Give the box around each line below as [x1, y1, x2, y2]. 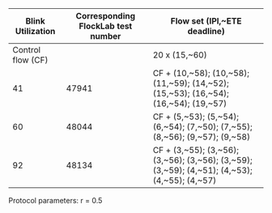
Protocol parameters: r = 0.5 [8, 196, 103, 205]
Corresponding [75, 11, 136, 21]
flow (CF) [12, 54, 49, 66]
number [90, 31, 121, 41]
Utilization [15, 26, 56, 36]
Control [12, 45, 41, 55]
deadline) [187, 26, 225, 36]
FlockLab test [79, 20, 133, 32]
